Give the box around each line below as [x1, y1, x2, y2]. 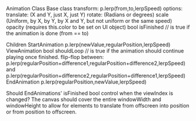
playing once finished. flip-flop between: [6, 54, 104, 60]
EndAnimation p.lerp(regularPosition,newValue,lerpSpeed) [6, 78, 147, 85]
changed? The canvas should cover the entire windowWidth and [6, 96, 161, 103]
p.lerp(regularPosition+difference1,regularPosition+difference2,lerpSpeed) [6, 60, 186, 67]
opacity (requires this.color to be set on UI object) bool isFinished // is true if [6, 23, 190, 30]
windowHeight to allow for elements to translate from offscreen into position [6, 102, 190, 109]
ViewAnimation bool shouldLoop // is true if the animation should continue [6, 47, 184, 54]
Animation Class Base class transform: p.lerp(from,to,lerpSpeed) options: [6, 5, 183, 12]
